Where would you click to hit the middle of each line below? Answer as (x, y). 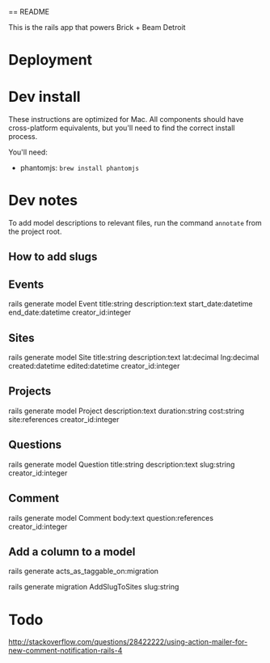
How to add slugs (53, 257)
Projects (30, 391)
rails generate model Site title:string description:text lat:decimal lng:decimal (134, 357)
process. (23, 137)
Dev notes (43, 201)
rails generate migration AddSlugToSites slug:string (94, 587)
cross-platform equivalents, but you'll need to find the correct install (122, 128)
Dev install (44, 97)
